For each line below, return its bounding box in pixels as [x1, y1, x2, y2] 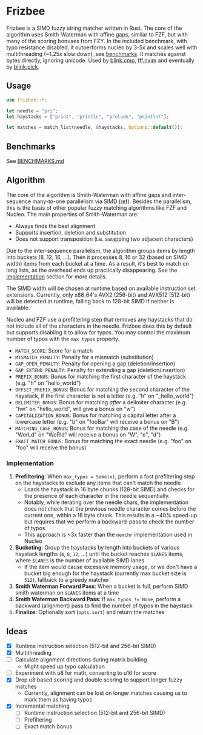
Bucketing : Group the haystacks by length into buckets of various [15, 544, 180, 551]
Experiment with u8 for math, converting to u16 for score [15, 669, 156, 677]
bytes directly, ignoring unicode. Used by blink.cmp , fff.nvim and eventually [6, 57, 195, 64]
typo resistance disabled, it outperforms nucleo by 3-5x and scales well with [6, 44, 198, 51]
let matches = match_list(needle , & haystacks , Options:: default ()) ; [6, 125, 183, 131]
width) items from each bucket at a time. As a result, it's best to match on [6, 260, 189, 267]
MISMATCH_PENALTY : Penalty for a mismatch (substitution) [15, 353, 155, 361]
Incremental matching [15, 702, 70, 709]
